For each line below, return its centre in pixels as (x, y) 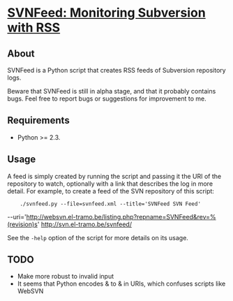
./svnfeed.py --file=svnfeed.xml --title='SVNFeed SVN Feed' (110, 204)
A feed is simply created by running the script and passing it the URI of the (114, 176)
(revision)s (23, 224)
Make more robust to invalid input (66, 277)
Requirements (38, 120)
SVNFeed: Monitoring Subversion (106, 13)
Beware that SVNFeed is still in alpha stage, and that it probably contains (112, 91)
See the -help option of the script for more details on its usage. (98, 237)
